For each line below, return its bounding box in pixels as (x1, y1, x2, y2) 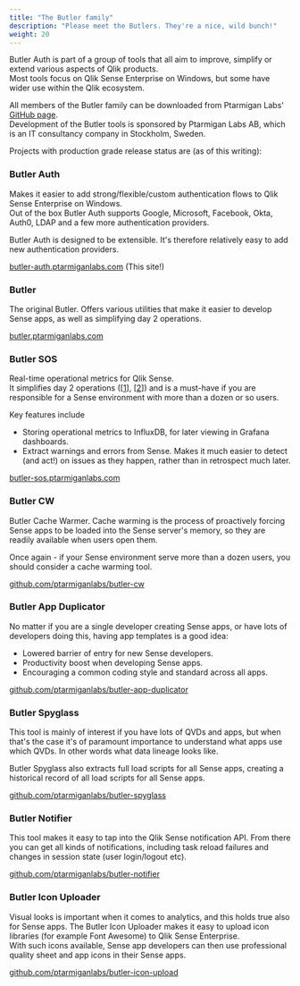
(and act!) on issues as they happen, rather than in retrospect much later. (21, 455, 291, 466)
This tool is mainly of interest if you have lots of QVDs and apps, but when (9, 727, 281, 737)
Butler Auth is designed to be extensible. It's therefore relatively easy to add (9, 234, 288, 245)
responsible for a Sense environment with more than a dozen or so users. (9, 392, 279, 403)
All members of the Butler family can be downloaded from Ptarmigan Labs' (9, 100, 284, 111)
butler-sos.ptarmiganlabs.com (9, 473, 121, 484)
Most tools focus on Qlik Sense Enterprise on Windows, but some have (9, 73, 271, 84)
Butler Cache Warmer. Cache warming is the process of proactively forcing (9, 515, 286, 526)
